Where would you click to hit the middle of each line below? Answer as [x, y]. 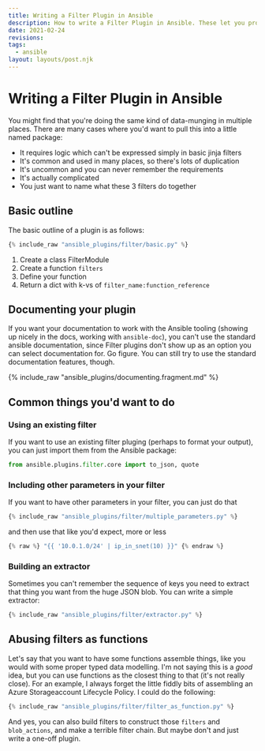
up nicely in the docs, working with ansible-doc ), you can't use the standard [132, 337]
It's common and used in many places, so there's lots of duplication [129, 161]
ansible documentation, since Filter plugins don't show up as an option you [130, 345]
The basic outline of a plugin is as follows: [76, 230]
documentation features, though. [62, 362]
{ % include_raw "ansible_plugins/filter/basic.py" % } [99, 244]
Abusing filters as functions [78, 639]
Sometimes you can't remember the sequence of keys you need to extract [129, 584]
